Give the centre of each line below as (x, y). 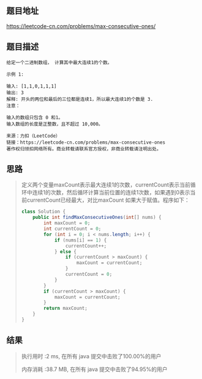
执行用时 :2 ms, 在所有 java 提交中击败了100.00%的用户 (91, 356)
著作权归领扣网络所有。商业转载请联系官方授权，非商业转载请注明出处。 (84, 149)
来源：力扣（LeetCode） (33, 136)
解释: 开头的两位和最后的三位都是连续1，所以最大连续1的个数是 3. (80, 99)
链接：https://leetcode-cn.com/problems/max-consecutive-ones (86, 142)
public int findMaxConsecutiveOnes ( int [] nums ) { (97, 218)
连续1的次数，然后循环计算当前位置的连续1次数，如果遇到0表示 (111, 193)
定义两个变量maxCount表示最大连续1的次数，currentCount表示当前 (106, 185)
